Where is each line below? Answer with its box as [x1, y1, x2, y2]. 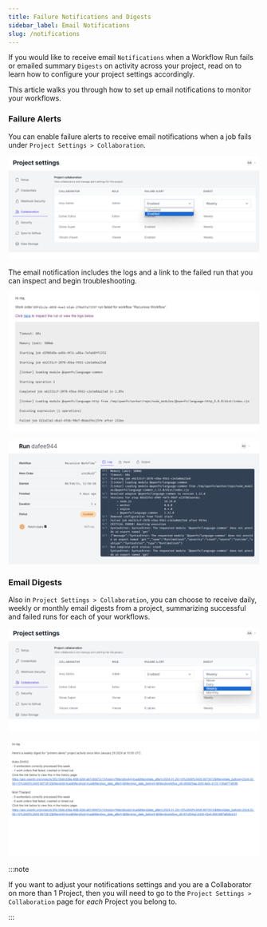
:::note [8, 865, 29, 874]
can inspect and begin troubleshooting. [8, 276, 137, 286]
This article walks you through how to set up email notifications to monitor [8, 85, 251, 95]
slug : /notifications [8, 30, 80, 38]
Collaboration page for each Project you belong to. [8, 897, 178, 906]
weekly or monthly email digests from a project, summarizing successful [8, 604, 246, 613]
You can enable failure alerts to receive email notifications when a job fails [8, 132, 252, 141]
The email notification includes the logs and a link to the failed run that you [8, 267, 253, 277]
